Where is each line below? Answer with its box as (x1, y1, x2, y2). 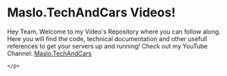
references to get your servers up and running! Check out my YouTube (7, 42, 208, 50)
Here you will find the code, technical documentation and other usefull (7, 34, 208, 42)
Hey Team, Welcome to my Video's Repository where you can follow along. (7, 27, 221, 36)
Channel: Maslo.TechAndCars (7, 49, 92, 58)
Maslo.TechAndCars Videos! (7, 5, 176, 21)
